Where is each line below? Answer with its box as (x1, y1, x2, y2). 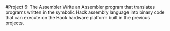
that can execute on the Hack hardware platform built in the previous (5, 15, 150, 20)
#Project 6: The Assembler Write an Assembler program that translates (5, 4, 155, 10)
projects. (5, 20, 24, 26)
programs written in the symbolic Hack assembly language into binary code (5, 9, 165, 15)
